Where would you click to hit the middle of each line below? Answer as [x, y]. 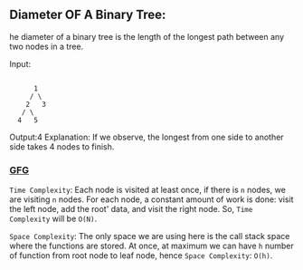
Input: [20, 63]
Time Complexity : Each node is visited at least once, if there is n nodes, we [148, 190]
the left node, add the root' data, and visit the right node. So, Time [131, 209]
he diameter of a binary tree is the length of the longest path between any [147, 36]
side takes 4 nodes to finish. [62, 146]
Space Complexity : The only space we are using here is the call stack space [150, 236]
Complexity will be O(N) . [53, 219]
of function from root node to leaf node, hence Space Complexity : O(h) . [141, 256]
